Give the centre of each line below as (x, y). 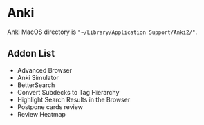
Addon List (31, 54)
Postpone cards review (50, 107)
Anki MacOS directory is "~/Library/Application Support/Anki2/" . (102, 32)
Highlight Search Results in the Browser (74, 99)
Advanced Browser (45, 70)
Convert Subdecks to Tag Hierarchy (68, 92)
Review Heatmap (41, 114)
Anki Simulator (38, 77)
